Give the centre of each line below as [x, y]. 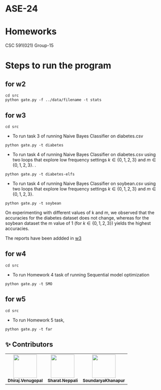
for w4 [16, 254]
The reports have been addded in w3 [43, 238]
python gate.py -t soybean [33, 203]
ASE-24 [22, 9]
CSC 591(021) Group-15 [29, 45]
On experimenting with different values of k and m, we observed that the [80, 212]
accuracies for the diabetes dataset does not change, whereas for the [77, 217]
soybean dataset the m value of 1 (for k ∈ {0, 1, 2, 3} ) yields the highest [78, 223]
